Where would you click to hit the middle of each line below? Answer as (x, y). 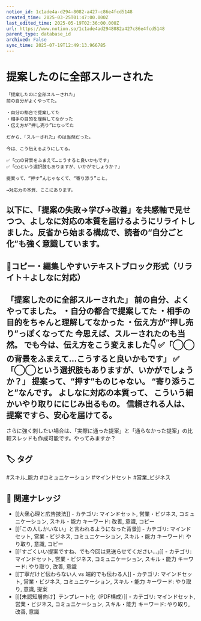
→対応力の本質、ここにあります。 (41, 190)
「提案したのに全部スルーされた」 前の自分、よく (98, 299)
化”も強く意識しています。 (55, 244)
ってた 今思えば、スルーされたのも (114, 334)
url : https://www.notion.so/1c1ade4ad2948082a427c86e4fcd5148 (85, 29)
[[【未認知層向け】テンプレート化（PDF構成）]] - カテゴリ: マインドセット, (105, 597)
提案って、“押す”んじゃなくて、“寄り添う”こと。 (58, 178)
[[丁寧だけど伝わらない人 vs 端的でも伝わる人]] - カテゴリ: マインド (98, 574)
